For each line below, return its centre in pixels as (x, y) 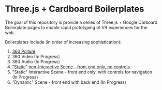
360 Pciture (24, 51)
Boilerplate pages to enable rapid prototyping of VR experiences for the (76, 27)
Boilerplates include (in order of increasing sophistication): (63, 42)
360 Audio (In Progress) (36, 61)
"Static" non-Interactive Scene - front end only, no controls (71, 67)
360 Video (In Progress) (36, 56)
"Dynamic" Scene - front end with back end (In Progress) (69, 82)
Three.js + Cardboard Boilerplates (74, 9)
